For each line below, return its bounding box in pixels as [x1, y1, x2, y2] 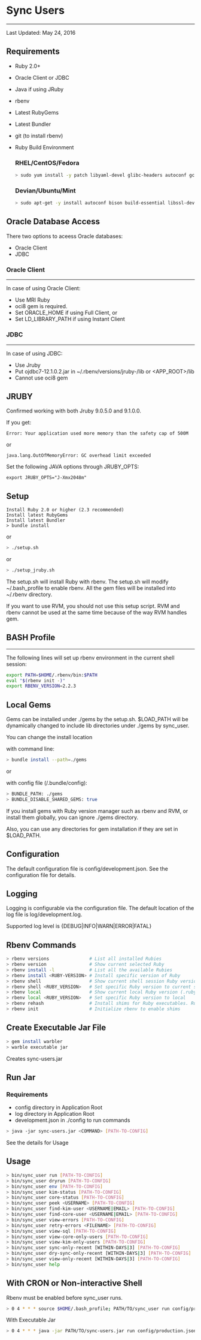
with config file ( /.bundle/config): [6, 779, 88, 786]
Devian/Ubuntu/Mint [14, 186, 76, 195]
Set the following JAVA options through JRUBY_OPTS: [6, 463, 139, 471]
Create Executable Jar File [6, 1023, 106, 1033]
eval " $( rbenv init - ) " [6, 677, 66, 683]
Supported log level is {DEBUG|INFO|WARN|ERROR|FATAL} [6, 923, 152, 930]
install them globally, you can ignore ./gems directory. [6, 814, 139, 821]
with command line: [6, 745, 55, 752]
